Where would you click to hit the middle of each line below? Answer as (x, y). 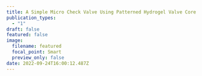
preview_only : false (38, 58)
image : (15, 40)
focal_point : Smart (37, 52)
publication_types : (31, 18)
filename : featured (37, 47)
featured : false (27, 35)
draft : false (23, 29)
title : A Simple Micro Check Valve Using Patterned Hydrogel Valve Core (101, 12)
